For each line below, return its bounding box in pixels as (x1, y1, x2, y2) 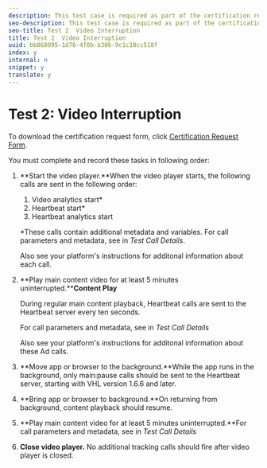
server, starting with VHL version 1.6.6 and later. (19, 379, 176, 388)
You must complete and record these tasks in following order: (8, 155, 210, 165)
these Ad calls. (19, 346, 69, 356)
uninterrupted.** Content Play (19, 283, 118, 293)
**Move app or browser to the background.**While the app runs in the (19, 361, 254, 371)
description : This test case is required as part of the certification (8, 11, 250, 20)
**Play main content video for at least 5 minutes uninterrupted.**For (19, 418, 247, 427)
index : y (8, 49, 37, 57)
